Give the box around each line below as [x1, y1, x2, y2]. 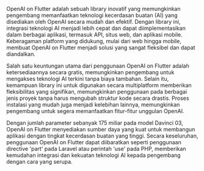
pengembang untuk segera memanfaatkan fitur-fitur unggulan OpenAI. [6, 108, 184, 114]
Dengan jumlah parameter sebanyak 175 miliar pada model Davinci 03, [6, 119, 183, 127]
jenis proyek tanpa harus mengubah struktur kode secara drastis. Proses [6, 94, 189, 102]
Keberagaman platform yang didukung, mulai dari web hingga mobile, [6, 38, 181, 44]
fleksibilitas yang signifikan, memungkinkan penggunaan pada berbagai [6, 88, 188, 95]
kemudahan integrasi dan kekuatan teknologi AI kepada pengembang [6, 152, 181, 159]
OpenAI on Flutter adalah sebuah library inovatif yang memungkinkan [6, 5, 181, 12]
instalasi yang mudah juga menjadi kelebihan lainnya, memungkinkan [6, 101, 180, 108]
